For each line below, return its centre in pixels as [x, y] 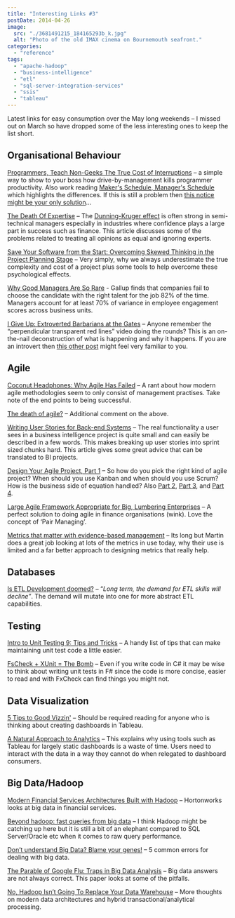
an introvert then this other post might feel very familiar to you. [98, 346]
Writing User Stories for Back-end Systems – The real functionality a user [113, 427]
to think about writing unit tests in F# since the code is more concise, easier [117, 672]
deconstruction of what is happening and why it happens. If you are [129, 338]
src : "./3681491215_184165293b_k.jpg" [70, 33]
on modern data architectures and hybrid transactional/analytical [101, 899]
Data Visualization [48, 701]
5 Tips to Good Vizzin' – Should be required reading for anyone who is [109, 718]
